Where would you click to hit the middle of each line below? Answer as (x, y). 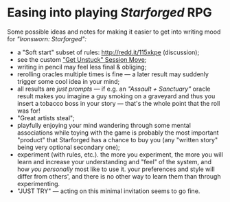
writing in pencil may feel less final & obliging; (82, 67)
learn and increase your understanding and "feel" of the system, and (114, 161)
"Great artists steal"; (46, 117)
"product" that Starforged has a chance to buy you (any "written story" (117, 139)
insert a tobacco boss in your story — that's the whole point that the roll (118, 103)
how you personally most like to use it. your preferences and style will (116, 169)
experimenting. (38, 183)
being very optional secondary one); (68, 147)
